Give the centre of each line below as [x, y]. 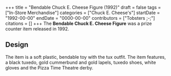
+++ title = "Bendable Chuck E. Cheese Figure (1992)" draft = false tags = [83, 7]
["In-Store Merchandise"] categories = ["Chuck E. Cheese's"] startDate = [83, 13]
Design [17, 45]
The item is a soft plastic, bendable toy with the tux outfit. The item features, [86, 57]
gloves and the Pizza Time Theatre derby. [49, 67]
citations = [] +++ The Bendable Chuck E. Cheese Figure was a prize [79, 23]
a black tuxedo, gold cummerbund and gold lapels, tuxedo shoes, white [81, 62]
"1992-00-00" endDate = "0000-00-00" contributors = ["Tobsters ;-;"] [80, 18]
